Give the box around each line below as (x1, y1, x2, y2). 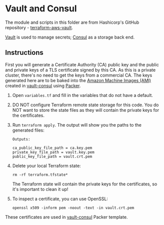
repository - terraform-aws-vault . (5, 24, 73, 30)
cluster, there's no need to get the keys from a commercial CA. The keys (5, 72, 152, 78)
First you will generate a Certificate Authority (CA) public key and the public (5, 61, 159, 67)
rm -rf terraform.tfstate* (12, 172, 68, 177)
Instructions (5, 48, 43, 57)
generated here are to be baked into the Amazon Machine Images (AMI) (5, 77, 152, 83)
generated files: (12, 127, 44, 133)
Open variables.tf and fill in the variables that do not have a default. (12, 92, 153, 98)
